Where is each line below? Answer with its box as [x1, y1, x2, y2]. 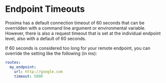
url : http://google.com [14, 69, 63, 74]
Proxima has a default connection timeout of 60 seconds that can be [5, 20, 145, 26]
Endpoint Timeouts [5, 3, 85, 15]
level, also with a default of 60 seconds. [5, 36, 86, 41]
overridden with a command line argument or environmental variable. [5, 25, 146, 31]
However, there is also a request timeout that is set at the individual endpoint [5, 30, 161, 36]
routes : [5, 60, 21, 65]
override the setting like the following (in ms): [5, 50, 97, 56]
